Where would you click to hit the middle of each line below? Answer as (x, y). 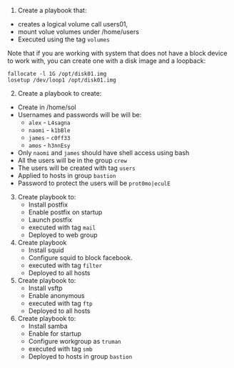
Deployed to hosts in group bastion (80, 356)
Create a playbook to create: (60, 93)
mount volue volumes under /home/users (78, 32)
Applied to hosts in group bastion (67, 175)
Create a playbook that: (52, 10)
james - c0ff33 (49, 138)
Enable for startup (55, 334)
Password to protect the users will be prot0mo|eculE (94, 183)
